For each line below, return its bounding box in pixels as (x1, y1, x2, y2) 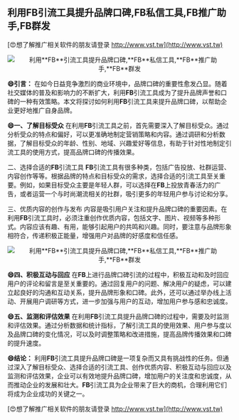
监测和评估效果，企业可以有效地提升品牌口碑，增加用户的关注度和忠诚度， (7, 372, 225, 380)
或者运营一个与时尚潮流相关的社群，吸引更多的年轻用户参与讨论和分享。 (19, 189, 232, 198)
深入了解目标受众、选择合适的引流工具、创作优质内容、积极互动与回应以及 (13, 362, 232, 371)
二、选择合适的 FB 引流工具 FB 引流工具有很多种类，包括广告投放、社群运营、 (7, 163, 230, 171)
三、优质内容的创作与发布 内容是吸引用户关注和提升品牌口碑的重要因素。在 (7, 205, 228, 213)
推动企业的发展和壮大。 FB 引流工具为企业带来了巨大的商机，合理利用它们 (13, 380, 228, 389)
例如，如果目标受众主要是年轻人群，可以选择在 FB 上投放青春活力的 (19, 181, 215, 189)
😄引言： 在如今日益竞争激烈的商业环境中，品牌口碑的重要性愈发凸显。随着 (7, 79, 228, 87)
